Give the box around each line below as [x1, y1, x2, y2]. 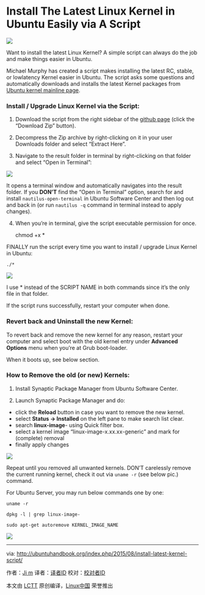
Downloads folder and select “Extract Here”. [15, 140, 126, 148]
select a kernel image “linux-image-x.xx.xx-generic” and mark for [15, 428, 180, 435]
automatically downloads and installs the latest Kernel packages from [6, 80, 181, 87]
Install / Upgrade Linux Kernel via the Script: [6, 102, 140, 110]
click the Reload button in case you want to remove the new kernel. [15, 408, 185, 416]
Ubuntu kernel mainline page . [6, 87, 81, 94]
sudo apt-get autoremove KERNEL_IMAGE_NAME [6, 522, 119, 528]
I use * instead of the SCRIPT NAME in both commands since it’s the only [6, 283, 190, 291]
